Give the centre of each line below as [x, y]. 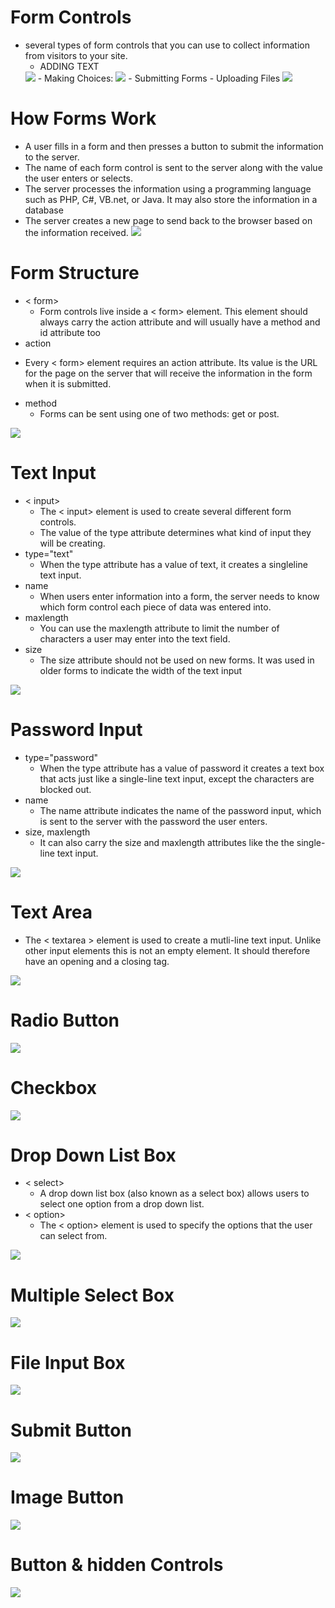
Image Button [67, 1497]
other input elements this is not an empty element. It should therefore [167, 950]
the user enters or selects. [79, 178]
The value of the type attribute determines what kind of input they [175, 532]
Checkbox [54, 1087]
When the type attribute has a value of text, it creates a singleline [173, 564]
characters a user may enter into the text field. [135, 638]
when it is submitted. [68, 383]
